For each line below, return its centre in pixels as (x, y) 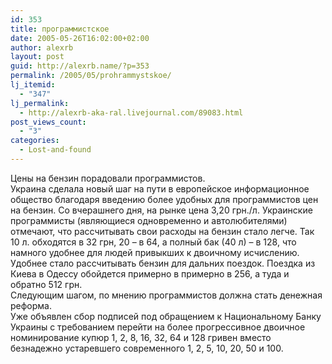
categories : (35, 141)
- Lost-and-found (55, 150)
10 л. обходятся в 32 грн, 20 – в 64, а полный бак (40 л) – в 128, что (153, 242)
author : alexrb (42, 47)
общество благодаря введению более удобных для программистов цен (164, 199)
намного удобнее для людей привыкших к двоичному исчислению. (155, 252)
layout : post (37, 57)
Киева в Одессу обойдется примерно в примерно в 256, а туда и (150, 273)
